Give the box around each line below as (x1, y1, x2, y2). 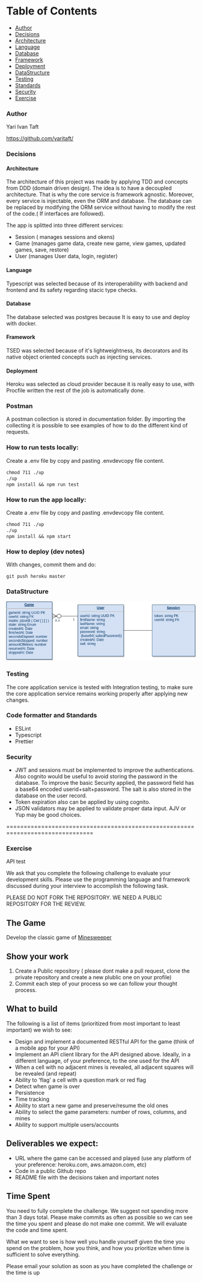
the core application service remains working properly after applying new (6, 690, 188, 697)
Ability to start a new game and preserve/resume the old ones (14, 1101, 168, 1109)
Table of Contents (6, 4, 97, 18)
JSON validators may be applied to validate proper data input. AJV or (14, 805, 186, 812)
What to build (6, 1004, 58, 1014)
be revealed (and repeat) (14, 1070, 77, 1077)
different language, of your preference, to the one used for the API (14, 1057, 180, 1064)
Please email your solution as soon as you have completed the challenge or (6, 1262, 193, 1269)
